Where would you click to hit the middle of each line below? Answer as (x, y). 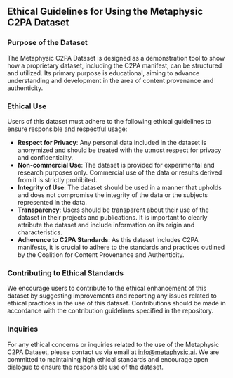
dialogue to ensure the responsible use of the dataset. (85, 367)
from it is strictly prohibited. (57, 179)
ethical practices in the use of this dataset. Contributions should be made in (116, 303)
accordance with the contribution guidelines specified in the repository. (111, 311)
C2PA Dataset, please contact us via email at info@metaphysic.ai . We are (113, 352)
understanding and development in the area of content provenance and (111, 80)
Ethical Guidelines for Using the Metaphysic (105, 12)
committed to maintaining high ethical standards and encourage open (108, 359)
